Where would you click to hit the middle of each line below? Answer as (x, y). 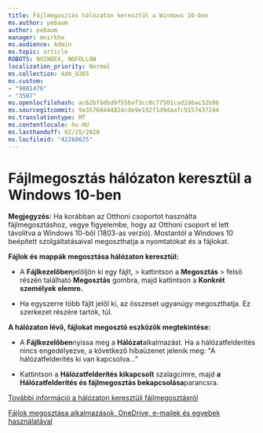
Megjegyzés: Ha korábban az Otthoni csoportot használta (102, 216)
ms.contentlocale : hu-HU (49, 125)
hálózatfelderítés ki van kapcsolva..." (79, 359)
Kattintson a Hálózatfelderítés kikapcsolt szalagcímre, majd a (120, 374)
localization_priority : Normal (59, 67)
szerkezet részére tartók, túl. (66, 312)
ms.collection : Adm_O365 (49, 74)
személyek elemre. (51, 289)
